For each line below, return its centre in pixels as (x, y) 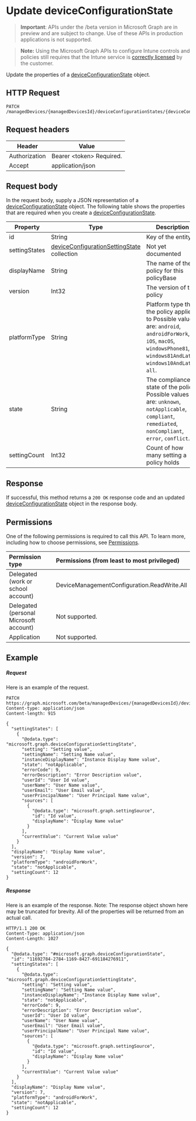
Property (27, 227)
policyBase (161, 278)
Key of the (160, 237)
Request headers (38, 130)
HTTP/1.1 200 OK (26, 929)
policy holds (163, 463)
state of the (162, 387)
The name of (164, 264)
